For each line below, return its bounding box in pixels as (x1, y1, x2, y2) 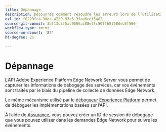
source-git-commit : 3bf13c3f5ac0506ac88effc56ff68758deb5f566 (5, 21, 136, 26)
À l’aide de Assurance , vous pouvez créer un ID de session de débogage (5, 112, 153, 118)
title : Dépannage (5, 7, 41, 12)
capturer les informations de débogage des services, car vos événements (5, 82, 156, 88)
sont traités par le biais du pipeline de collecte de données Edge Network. (5, 87, 156, 93)
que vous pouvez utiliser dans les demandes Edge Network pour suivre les (5, 117, 158, 123)
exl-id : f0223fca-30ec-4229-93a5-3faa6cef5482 (5, 16, 103, 21)
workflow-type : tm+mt (5, 26, 50, 31)
